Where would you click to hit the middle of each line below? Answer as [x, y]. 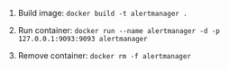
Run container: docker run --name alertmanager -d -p [119, 30]
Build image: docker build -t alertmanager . [102, 13]
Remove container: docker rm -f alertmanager [105, 56]
